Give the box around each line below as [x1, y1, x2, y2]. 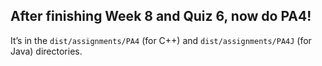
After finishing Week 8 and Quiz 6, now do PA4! [10, 8, 312, 25]
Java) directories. [10, 45, 83, 57]
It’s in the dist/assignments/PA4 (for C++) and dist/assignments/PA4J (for [10, 34, 312, 46]
